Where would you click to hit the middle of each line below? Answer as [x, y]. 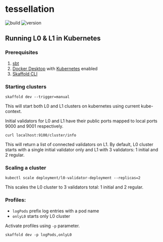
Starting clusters [26, 87]
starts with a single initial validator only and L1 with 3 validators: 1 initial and [82, 149]
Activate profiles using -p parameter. [43, 226]
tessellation [30, 9]
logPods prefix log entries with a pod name [55, 211]
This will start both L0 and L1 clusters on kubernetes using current [73, 106]
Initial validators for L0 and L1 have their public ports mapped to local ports [81, 121]
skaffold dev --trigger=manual [37, 97]
